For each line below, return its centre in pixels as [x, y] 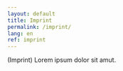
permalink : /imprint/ [39, 27]
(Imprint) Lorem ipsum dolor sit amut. [62, 60]
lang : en [20, 33]
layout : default [31, 14]
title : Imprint [30, 20]
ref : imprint [27, 40]
